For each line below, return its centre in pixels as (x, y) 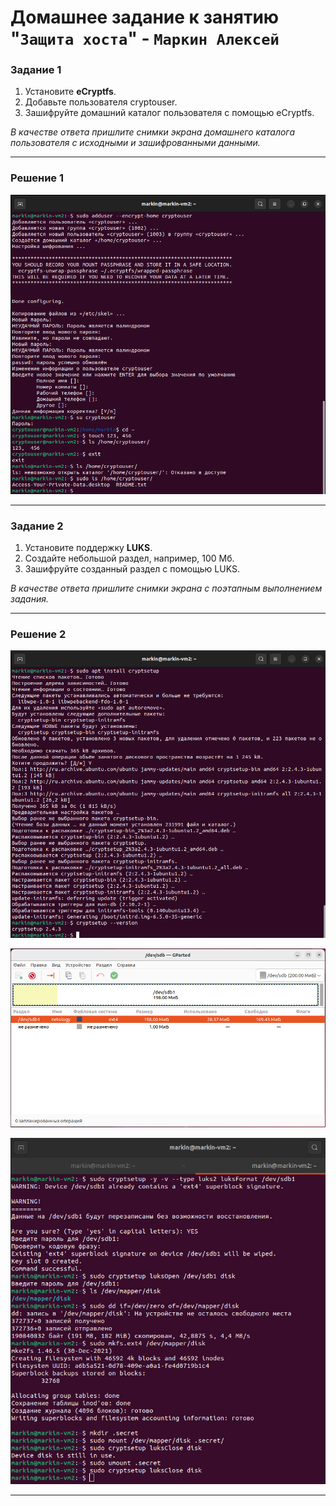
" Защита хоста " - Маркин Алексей (145, 38)
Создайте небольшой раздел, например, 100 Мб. (129, 558)
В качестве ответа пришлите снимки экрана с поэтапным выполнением (166, 588)
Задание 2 (37, 526)
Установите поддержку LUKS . (88, 548)
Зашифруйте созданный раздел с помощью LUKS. (132, 569)
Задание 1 (36, 70)
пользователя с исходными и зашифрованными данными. (135, 143)
